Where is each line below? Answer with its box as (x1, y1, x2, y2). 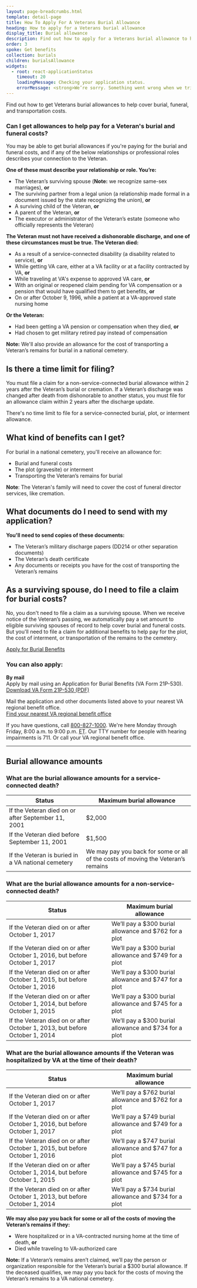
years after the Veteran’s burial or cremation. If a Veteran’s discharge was (6, 386, 184, 393)
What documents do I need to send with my (6, 507, 168, 517)
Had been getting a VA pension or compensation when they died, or (14, 323, 179, 330)
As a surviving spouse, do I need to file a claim (6, 585, 179, 594)
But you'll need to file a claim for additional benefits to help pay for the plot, (6, 628, 188, 635)
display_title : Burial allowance (6, 31, 88, 36)
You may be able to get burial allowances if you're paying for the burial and (6, 143, 188, 150)
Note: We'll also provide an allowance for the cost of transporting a (6, 341, 168, 348)
